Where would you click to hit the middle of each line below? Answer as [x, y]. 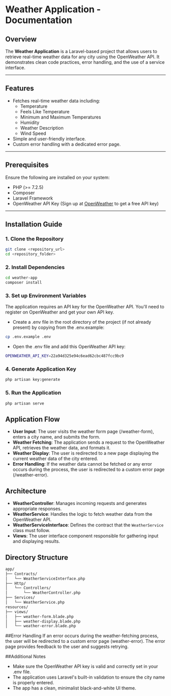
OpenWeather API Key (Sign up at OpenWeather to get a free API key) [85, 203]
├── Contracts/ [21, 574]
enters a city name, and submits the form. [56, 437]
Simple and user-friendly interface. [49, 138]
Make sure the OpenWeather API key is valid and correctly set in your [85, 666]
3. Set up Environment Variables [46, 296]
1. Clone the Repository [34, 238]
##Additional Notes [25, 657]
